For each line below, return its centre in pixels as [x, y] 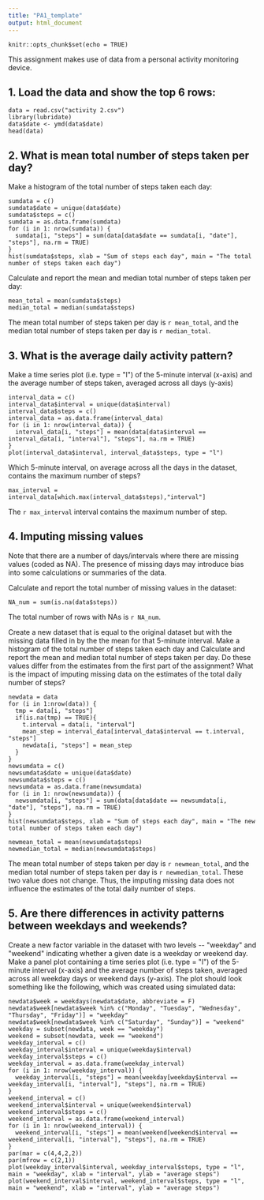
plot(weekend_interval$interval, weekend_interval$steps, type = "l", [126, 1181]
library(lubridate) [40, 118]
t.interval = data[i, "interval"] [79, 724]
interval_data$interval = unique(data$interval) [89, 404]
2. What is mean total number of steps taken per [129, 155]
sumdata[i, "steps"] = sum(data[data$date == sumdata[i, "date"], [126, 236]
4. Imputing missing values [76, 536]
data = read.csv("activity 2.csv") [67, 111]
